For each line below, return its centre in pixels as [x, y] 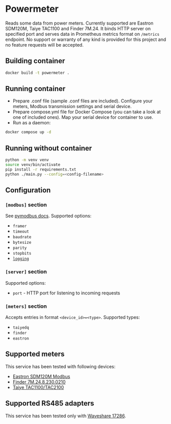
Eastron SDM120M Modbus [41, 376]
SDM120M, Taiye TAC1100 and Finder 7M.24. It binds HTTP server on [78, 28]
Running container [35, 89]
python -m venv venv [27, 160]
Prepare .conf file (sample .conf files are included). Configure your [83, 101]
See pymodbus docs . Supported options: [48, 216]
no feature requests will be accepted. [44, 45]
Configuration [28, 190]
